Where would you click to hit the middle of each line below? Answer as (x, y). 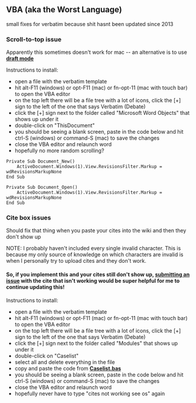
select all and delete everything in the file (65, 362)
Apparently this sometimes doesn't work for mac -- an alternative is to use (97, 52)
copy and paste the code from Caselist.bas (68, 368)
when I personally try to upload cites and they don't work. (76, 261)
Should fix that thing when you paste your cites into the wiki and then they (96, 231)
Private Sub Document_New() (41, 162)
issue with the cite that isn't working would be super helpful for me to (93, 281)
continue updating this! (35, 287)
